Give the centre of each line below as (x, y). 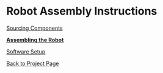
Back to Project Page (33, 63)
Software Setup (26, 51)
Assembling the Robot (35, 40)
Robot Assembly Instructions (82, 11)
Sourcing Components (34, 28)
